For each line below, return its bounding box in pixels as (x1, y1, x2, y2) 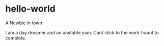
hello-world (5, 3, 56, 15)
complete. (5, 35, 26, 41)
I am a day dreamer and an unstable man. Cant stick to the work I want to (5, 29, 159, 35)
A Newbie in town (5, 20, 42, 26)
